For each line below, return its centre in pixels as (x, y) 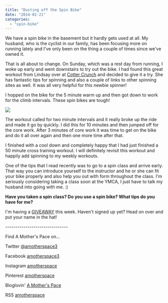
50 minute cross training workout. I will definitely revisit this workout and (80, 151)
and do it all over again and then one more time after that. (64, 136)
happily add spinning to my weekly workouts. (52, 156)
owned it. (15, 54)
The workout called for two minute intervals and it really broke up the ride (81, 120)
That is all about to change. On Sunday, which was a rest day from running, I (84, 64)
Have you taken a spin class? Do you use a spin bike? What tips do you (80, 197)
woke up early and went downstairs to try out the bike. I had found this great (84, 69)
